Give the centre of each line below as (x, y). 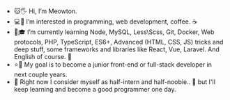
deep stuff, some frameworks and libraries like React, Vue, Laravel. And (116, 49)
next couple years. (40, 74)
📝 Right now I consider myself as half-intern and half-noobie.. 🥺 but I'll (115, 82)
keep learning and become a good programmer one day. (95, 89)
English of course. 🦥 (43, 57)
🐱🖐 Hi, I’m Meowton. (46, 11)
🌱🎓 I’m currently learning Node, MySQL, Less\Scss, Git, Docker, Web (114, 32)
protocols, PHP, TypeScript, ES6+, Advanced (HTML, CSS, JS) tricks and (118, 42)
